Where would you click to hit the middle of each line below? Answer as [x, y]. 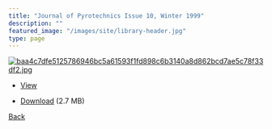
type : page [27, 38]
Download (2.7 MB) [52, 101]
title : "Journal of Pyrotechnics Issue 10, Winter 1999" [106, 16]
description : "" [36, 23]
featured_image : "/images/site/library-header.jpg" [97, 31]
